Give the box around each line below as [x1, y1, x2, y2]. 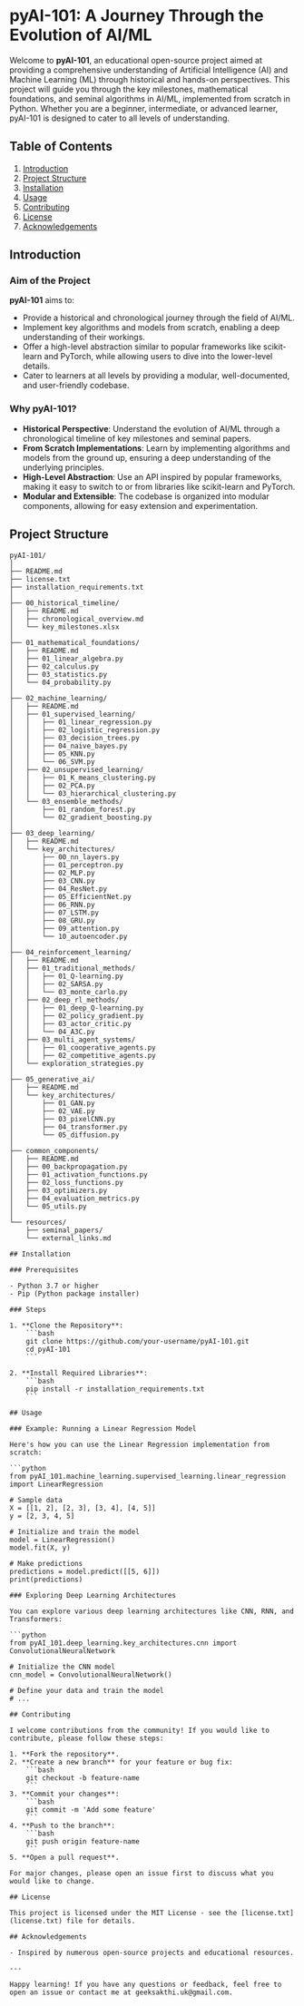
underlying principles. [22, 462, 104, 473]
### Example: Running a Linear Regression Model [9, 1424, 197, 1434]
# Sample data [9, 1495, 64, 1504]
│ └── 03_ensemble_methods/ [9, 797, 124, 806]
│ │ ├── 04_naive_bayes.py [9, 741, 128, 750]
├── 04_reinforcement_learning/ [9, 947, 132, 957]
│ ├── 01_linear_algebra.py [9, 654, 124, 663]
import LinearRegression [9, 1480, 103, 1489]
